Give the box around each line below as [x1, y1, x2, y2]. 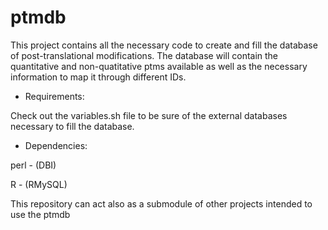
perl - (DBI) [10, 159, 57, 171]
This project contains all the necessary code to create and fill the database [10, 39, 318, 51]
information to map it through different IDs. [10, 71, 187, 83]
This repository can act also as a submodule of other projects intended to [10, 197, 313, 210]
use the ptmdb [10, 208, 71, 220]
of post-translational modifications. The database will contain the [10, 49, 279, 61]
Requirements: [24, 90, 85, 102]
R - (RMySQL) [10, 178, 68, 190]
